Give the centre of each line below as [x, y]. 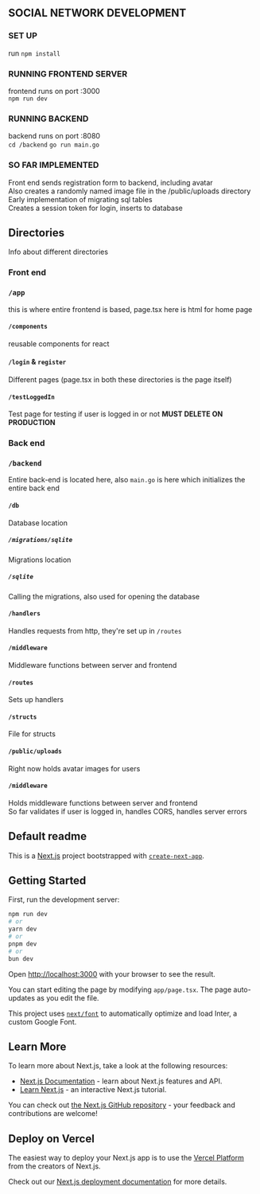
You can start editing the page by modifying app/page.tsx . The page [120, 989]
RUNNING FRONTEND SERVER [68, 73]
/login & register [37, 362]
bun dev [21, 958]
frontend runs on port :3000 [54, 91]
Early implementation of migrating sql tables [80, 199]
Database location [38, 523]
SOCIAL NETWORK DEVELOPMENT [97, 13]
